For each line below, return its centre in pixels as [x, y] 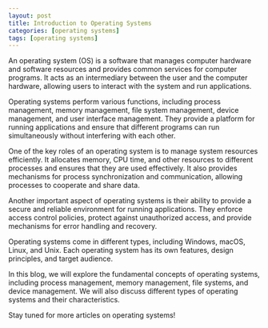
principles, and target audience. [61, 259]
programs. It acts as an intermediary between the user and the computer [128, 78]
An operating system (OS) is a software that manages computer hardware [130, 61]
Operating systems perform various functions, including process [115, 102]
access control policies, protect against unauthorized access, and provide [130, 218]
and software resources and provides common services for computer [123, 70]
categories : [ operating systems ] [64, 30]
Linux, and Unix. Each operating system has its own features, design [121, 250]
